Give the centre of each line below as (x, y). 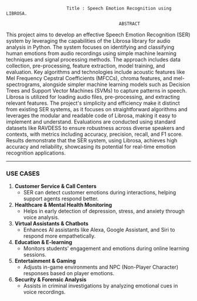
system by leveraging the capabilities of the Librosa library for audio (88, 41)
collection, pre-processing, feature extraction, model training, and (86, 66)
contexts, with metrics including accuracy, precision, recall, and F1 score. (94, 134)
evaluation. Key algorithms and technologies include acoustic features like (96, 72)
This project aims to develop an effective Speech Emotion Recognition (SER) (98, 35)
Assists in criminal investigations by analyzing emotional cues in (101, 286)
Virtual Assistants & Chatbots (52, 224)
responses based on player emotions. (69, 273)
